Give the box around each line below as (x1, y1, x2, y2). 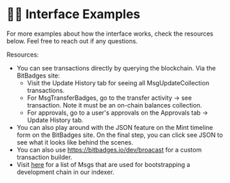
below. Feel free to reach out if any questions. (6, 36, 138, 45)
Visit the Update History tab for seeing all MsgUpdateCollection (26, 78, 210, 87)
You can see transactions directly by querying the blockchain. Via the (16, 64, 216, 72)
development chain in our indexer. (16, 168, 114, 176)
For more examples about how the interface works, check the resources (6, 29, 214, 38)
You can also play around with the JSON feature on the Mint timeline (16, 123, 213, 131)
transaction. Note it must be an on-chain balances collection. (26, 101, 203, 109)
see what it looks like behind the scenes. (16, 138, 134, 146)
